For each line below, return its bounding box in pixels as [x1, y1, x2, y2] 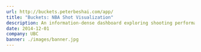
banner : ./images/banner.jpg [6, 36, 79, 42]
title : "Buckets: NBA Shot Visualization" [6, 14, 114, 20]
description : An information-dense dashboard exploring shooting [6, 20, 172, 26]
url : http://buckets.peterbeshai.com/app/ [6, 8, 114, 15]
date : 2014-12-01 [6, 25, 50, 32]
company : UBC [6, 31, 39, 37]
